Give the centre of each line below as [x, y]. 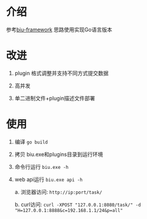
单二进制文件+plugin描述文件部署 [55, 98]
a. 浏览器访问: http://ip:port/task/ [58, 192]
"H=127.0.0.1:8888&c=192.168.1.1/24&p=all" [69, 210]
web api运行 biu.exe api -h [49, 179]
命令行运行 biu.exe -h [41, 166]
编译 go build [31, 142]
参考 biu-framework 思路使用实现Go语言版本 [59, 30]
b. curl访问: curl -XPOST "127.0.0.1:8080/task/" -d [78, 204]
